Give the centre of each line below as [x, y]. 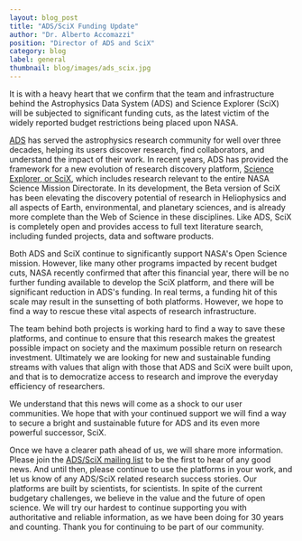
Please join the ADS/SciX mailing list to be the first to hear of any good [140, 459]
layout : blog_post [44, 18]
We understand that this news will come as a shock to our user [126, 404]
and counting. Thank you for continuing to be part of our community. [137, 527]
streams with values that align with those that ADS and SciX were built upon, [151, 367]
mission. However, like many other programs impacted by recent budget [143, 263]
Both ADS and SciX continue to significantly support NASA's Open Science [148, 253]
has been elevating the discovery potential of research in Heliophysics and [148, 197]
